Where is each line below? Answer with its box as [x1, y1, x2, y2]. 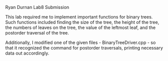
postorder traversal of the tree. [5, 30, 69, 35]
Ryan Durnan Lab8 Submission [5, 4, 70, 10]
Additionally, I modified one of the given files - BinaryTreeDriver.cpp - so [5, 39, 156, 45]
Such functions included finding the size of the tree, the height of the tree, [5, 19, 159, 25]
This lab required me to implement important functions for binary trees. [5, 14, 153, 19]
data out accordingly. [5, 50, 49, 56]
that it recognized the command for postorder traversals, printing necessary [5, 45, 163, 50]
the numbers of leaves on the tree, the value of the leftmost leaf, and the [5, 24, 156, 30]
